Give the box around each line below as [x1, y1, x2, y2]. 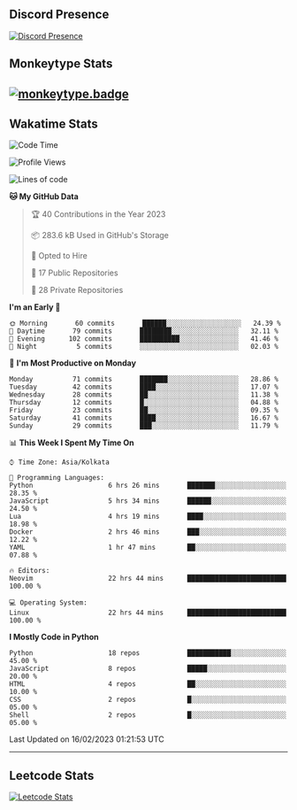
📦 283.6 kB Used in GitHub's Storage [30, 230, 170, 241]
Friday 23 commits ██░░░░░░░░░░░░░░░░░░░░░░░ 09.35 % [9, 406, 278, 415]
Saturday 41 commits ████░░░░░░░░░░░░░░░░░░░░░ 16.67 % [9, 413, 278, 423]
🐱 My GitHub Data [9, 191, 80, 202]
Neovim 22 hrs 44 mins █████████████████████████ [9, 575, 287, 583]
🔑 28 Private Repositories [30, 285, 124, 296]
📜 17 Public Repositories [30, 267, 118, 278]
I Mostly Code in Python [9, 632, 99, 643]
